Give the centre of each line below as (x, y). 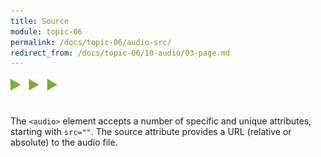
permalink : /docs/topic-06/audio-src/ (91, 42)
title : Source (40, 21)
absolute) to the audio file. (64, 142)
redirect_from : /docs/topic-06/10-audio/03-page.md (120, 53)
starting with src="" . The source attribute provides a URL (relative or (151, 132)
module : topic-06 (46, 31)
